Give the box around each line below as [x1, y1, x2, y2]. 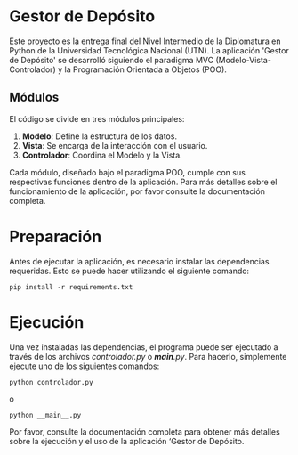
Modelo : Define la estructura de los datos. [21, 131, 178, 142]
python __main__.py [9, 410, 82, 419]
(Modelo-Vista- [215, 54, 271, 65]
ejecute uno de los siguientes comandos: [9, 361, 160, 371]
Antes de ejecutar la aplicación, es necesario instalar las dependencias [9, 256, 270, 266]
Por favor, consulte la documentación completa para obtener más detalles [9, 426, 280, 437]
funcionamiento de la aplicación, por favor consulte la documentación [9, 185, 265, 197]
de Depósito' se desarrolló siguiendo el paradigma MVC [9, 54, 214, 65]
